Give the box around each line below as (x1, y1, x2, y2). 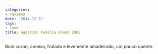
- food (5, 26, 19, 30)
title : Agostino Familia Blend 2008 (5, 30, 81, 35)
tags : (5, 21, 16, 26)
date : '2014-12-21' (5, 16, 46, 21)
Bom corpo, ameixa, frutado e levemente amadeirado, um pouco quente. (5, 44, 154, 49)
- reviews (5, 12, 26, 17)
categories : (5, 7, 30, 12)
